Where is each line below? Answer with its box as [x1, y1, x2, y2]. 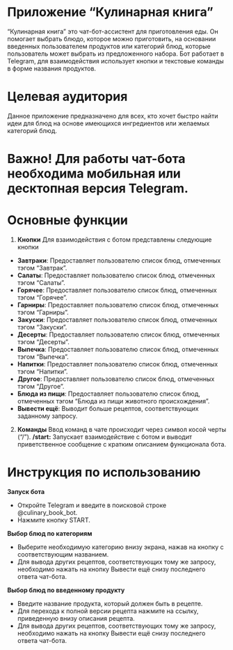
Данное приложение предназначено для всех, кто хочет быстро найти [7, 111, 218, 120]
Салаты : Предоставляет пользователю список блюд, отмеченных [17, 271, 216, 279]
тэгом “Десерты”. [17, 338, 70, 346]
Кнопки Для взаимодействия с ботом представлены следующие [17, 235, 212, 244]
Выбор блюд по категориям [7, 529, 93, 537]
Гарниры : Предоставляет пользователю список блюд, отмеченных [17, 301, 219, 309]
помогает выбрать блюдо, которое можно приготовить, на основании [7, 34, 216, 42]
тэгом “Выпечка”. [17, 353, 70, 361]
